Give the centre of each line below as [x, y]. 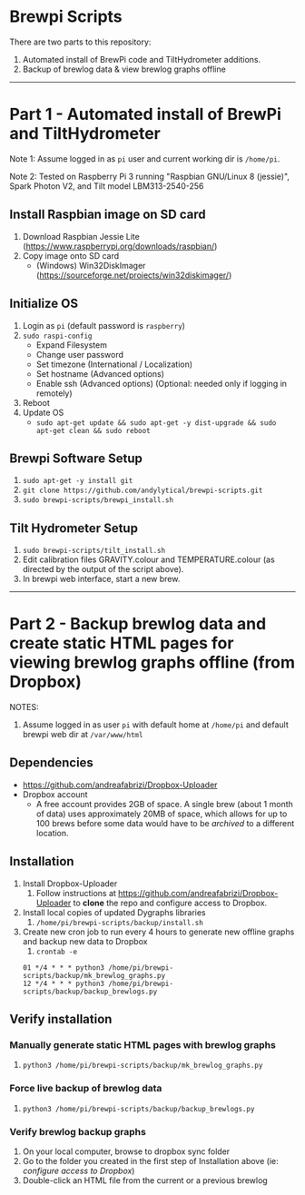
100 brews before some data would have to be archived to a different [165, 823]
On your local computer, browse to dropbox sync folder [126, 1151]
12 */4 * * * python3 [63, 983]
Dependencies [51, 763]
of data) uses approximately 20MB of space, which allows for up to [162, 814]
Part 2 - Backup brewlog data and [138, 624]
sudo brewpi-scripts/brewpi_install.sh [98, 500]
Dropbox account [55, 794]
